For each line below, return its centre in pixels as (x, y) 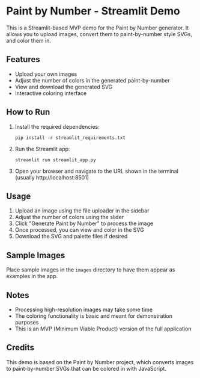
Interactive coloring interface (51, 93)
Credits (20, 348)
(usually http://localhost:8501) (52, 177)
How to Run (28, 112)
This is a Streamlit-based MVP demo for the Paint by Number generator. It (98, 28)
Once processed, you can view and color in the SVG (79, 230)
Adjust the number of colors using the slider (69, 217)
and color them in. (29, 40)
